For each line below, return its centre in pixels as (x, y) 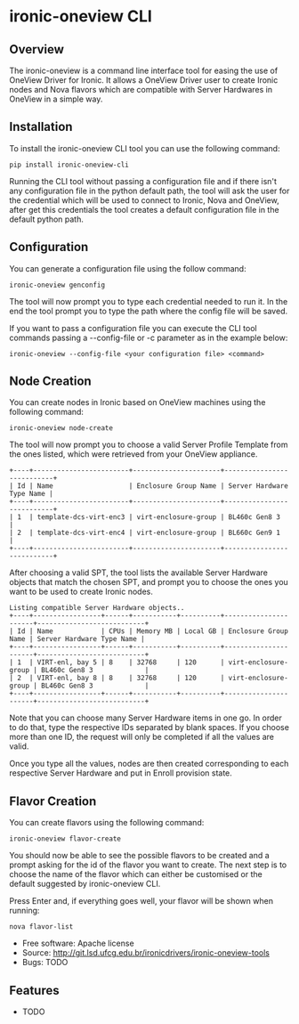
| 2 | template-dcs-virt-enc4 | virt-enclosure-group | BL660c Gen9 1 (145, 533)
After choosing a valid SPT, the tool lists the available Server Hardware (139, 573)
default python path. (47, 219)
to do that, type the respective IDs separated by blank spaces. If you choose (149, 727)
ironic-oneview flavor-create (65, 839)
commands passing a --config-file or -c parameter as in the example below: (149, 337)
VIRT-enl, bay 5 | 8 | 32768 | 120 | (131, 662)
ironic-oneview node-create (61, 428)
